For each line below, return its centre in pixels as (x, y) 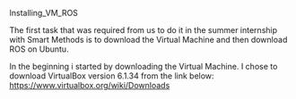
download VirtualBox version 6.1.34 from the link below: (112, 76)
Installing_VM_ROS (44, 13)
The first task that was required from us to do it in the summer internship (144, 30)
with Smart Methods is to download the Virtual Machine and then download (148, 40)
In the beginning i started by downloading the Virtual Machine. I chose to (144, 66)
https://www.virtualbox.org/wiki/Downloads (90, 85)
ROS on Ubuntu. (39, 49)
